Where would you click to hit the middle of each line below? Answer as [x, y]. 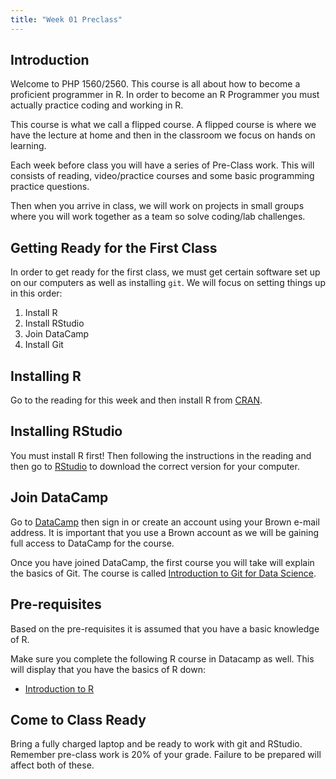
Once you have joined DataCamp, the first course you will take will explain [162, 562]
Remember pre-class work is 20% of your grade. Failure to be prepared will [166, 755]
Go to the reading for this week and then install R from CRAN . [136, 400]
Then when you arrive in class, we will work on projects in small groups [157, 206]
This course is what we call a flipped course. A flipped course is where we [163, 125]
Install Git [44, 345]
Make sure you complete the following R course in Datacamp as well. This [162, 658]
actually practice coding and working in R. [97, 105]
